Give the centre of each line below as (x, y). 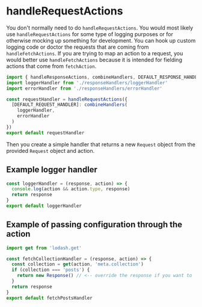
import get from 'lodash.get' (44, 248)
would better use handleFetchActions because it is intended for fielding (94, 60)
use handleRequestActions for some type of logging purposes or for (90, 34)
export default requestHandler (45, 133)
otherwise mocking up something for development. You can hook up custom (101, 40)
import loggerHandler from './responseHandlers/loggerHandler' (87, 82)
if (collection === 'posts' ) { (51, 270)
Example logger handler (52, 170)
